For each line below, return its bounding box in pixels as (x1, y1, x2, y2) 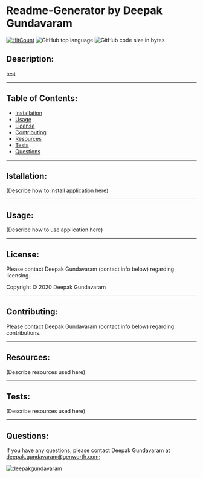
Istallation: (6, 170, 47, 181)
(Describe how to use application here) (6, 226, 103, 233)
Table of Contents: (6, 93, 78, 103)
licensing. (6, 272, 30, 279)
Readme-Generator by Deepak (6, 4, 163, 18)
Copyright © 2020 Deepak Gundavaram (6, 283, 106, 291)
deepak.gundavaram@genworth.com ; (6, 453, 101, 460)
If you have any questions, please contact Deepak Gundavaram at (6, 447, 170, 454)
